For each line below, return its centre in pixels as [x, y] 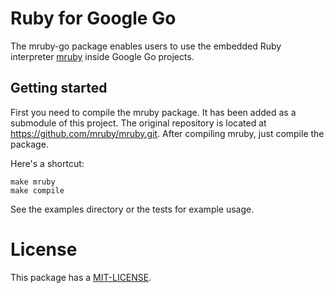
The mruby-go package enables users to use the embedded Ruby [146, 46]
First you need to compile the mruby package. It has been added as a [153, 112]
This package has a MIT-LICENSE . [81, 277]
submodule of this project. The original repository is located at [138, 123]
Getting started [59, 88]
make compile [37, 190]
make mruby [33, 182]
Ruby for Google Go [93, 18]
